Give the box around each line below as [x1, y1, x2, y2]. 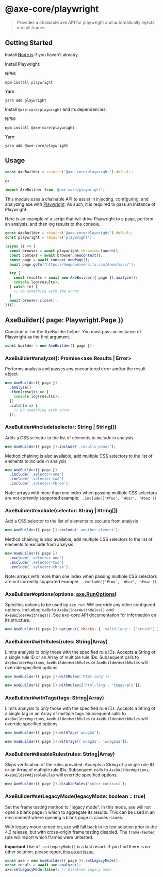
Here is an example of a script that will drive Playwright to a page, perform [5, 216, 154, 222]
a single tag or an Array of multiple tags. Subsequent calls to [5, 711, 126, 716]
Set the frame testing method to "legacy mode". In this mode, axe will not [5, 804, 151, 810]
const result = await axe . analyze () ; [5, 862, 81, 868]
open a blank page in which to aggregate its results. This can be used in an [5, 809, 155, 815]
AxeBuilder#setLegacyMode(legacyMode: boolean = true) [5, 793, 146, 800]
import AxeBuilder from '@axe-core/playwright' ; [5, 187, 105, 193]
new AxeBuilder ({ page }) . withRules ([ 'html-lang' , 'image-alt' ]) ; [5, 683, 142, 688]
